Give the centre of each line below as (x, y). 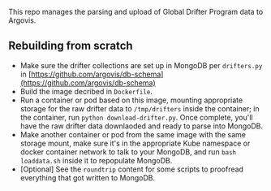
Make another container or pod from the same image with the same (133, 134)
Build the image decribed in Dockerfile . (86, 91)
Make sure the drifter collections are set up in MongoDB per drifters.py (141, 65)
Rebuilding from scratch (71, 46)
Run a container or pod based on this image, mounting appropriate (131, 100)
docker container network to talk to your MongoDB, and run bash (128, 152)
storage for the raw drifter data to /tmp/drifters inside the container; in (140, 108)
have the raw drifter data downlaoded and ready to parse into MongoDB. (142, 126)
